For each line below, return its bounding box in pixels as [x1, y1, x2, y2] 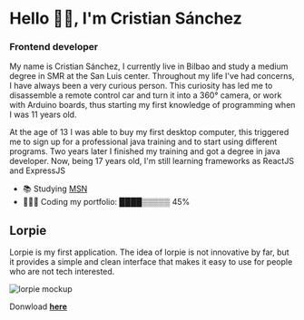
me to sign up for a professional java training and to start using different [9, 136, 278, 148]
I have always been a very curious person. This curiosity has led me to [9, 81, 273, 92]
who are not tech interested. [9, 267, 115, 277]
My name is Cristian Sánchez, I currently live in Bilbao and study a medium [9, 61, 289, 72]
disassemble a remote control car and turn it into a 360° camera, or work [9, 90, 282, 101]
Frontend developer [9, 41, 98, 53]
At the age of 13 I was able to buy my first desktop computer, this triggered [9, 127, 289, 138]
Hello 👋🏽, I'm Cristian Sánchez [9, 8, 242, 29]
